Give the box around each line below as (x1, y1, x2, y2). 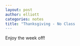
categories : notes (5, 16, 44, 21)
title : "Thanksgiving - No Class (5, 21, 75, 26)
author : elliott (5, 12, 39, 17)
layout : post (5, 7, 33, 12)
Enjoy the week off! (5, 35, 45, 41)
